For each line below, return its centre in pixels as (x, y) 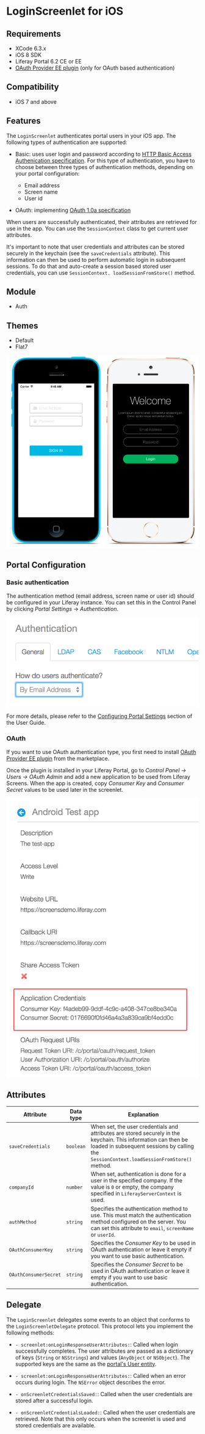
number (74, 1188)
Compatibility (33, 87)
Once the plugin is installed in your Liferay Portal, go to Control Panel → (96, 770)
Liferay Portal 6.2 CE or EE (49, 61)
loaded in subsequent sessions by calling (142, 1146)
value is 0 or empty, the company (132, 1187)
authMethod (23, 1222)
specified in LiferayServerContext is (136, 1193)
